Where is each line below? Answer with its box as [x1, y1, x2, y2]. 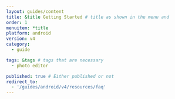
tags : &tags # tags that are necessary [6, 57, 104, 63]
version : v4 [6, 36, 35, 42]
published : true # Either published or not [6, 73, 115, 79]
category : [6, 42, 31, 47]
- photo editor [11, 63, 49, 69]
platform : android [6, 30, 51, 36]
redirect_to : [6, 78, 38, 85]
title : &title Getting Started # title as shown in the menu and [6, 14, 169, 20]
